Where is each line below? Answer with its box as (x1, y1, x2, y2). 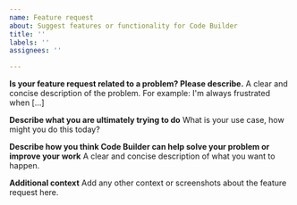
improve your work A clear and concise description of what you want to (9, 151, 276, 161)
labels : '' (9, 37, 50, 47)
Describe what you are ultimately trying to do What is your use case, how (9, 115, 284, 126)
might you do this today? (9, 124, 100, 135)
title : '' (9, 29, 47, 38)
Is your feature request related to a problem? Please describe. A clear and (9, 78, 288, 89)
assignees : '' (9, 46, 63, 55)
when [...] (9, 97, 45, 108)
